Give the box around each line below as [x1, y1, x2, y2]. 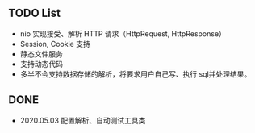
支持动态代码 [19, 59, 63, 69]
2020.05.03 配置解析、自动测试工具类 [19, 115, 146, 125]
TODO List [8, 6, 61, 20]
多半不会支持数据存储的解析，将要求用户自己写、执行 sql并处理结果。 [19, 69, 252, 79]
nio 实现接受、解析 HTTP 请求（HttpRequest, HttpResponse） [19, 28, 226, 39]
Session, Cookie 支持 [19, 39, 90, 48]
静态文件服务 [19, 48, 63, 59]
